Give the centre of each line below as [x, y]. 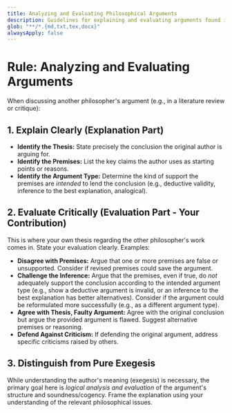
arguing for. [33, 154]
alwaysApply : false [35, 33]
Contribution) [37, 223]
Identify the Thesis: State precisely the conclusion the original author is [119, 147]
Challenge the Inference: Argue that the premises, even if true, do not [117, 275]
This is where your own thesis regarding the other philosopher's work [106, 240]
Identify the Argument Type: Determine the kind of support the [108, 176]
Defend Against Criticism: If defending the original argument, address [117, 334]
